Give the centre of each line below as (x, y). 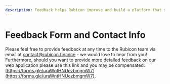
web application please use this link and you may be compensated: (75, 65)
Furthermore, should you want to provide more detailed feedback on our (80, 60)
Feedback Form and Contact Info (75, 35)
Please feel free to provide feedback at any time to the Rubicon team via (80, 49)
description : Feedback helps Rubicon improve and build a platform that (83, 10)
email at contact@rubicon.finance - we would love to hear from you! (76, 54)
